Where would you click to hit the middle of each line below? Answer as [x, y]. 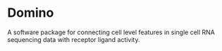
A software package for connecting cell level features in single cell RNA [111, 32]
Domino [31, 13]
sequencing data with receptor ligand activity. [74, 39]
